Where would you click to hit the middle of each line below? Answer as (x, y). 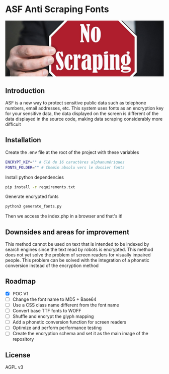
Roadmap (21, 281)
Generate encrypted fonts (32, 197)
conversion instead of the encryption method (52, 265)
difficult (13, 124)
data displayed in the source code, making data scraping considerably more (84, 119)
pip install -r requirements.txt (40, 187)
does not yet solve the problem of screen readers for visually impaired (78, 255)
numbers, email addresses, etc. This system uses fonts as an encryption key (84, 108)
